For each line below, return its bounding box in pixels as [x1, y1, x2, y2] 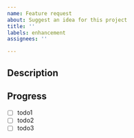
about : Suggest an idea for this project [7, 16, 128, 23]
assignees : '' [7, 36, 48, 43]
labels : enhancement [7, 29, 67, 36]
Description [7, 67, 58, 79]
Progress [7, 90, 47, 102]
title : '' [7, 23, 36, 30]
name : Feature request [7, 10, 72, 17]
